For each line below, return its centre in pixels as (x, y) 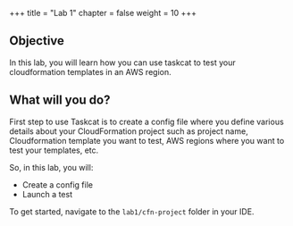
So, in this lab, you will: (51, 167)
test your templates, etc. (54, 150)
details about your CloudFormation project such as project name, (129, 131)
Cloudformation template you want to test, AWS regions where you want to (147, 140)
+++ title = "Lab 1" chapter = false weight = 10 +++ (103, 13)
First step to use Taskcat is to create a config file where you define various (146, 121)
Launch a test (47, 194)
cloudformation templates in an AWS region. (90, 71)
